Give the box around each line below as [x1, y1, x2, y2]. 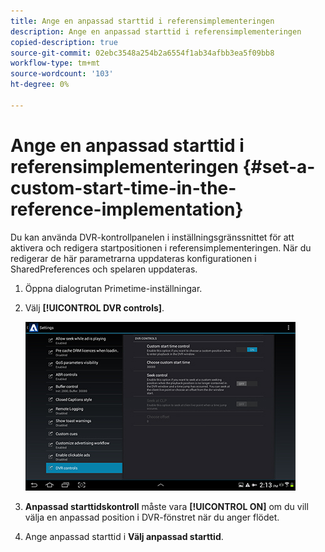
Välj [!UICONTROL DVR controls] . [24, 301, 165, 314]
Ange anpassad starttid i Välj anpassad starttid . [24, 530, 224, 542]
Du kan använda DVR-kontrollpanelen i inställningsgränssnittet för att [10, 231, 295, 243]
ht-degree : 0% [10, 80, 70, 90]
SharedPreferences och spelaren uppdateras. [10, 263, 198, 275]
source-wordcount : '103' [10, 69, 114, 79]
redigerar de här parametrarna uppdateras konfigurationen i [10, 252, 257, 264]
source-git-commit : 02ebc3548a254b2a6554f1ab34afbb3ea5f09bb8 [10, 48, 275, 58]
